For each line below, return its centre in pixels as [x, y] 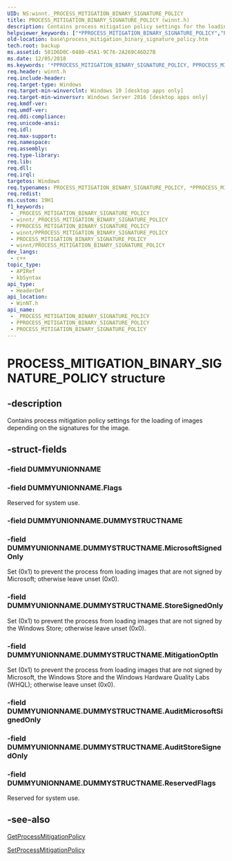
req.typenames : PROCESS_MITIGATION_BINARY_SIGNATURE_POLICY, [97, 188]
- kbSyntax [26, 278]
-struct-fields [37, 449]
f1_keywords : [26, 207]
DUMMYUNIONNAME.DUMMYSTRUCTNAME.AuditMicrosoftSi [115, 711]
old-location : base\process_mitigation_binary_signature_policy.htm [108, 39]
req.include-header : [37, 78]
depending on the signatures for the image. [69, 427]
